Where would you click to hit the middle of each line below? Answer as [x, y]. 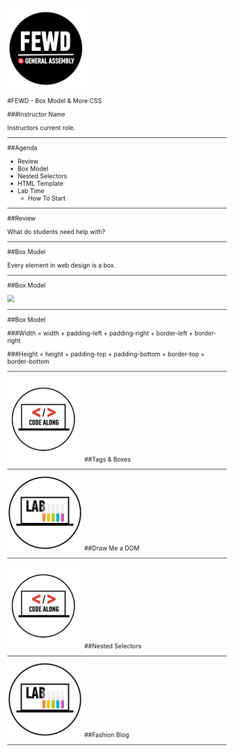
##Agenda [22, 148]
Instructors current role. [41, 128]
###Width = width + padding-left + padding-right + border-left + [100, 333]
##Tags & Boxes [107, 459]
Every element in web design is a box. [62, 265]
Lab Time [31, 191]
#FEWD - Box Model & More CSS [55, 101]
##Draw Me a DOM [112, 548]
